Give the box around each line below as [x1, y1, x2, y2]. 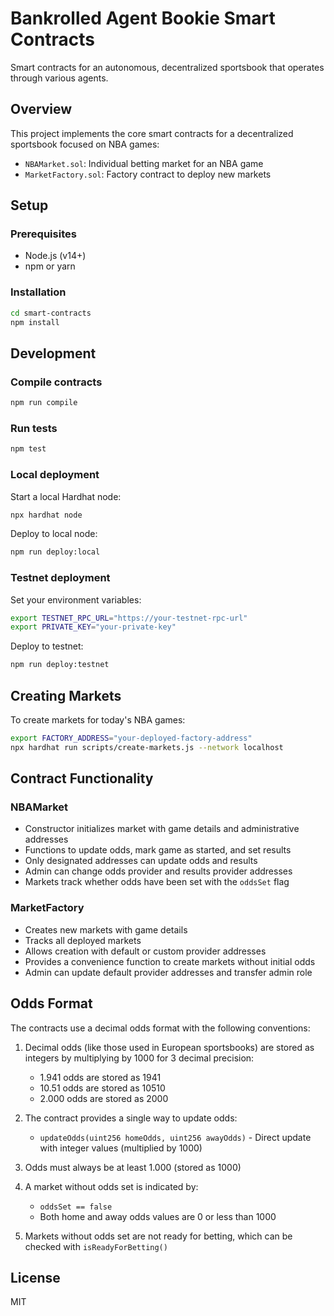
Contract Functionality [10, 770, 154, 787]
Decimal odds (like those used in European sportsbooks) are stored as [24, 1041, 315, 1053]
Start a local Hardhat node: [10, 490, 122, 502]
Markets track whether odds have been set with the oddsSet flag [24, 876, 290, 888]
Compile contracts [10, 375, 103, 389]
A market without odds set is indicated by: [24, 1180, 199, 1192]
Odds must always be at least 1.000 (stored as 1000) [24, 1161, 242, 1173]
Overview [10, 101, 73, 118]
